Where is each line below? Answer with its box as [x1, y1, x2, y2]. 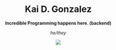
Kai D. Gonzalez [25, 3, 92, 15]
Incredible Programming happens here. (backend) [5, 20, 112, 26]
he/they [50, 29, 66, 35]
